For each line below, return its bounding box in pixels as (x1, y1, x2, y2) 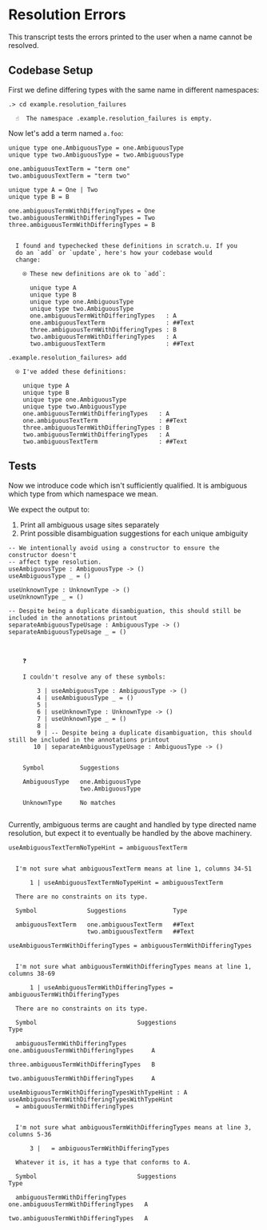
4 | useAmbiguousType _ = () (37, 694, 134, 702)
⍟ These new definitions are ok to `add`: (22, 269, 166, 277)
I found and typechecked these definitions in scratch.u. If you (15, 241, 238, 249)
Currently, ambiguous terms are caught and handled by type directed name (8, 819, 257, 829)
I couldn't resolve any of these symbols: (22, 673, 166, 681)
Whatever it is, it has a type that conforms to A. (15, 1158, 192, 1166)
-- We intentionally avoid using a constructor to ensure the (8, 543, 220, 552)
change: (15, 256, 42, 264)
